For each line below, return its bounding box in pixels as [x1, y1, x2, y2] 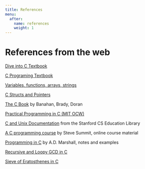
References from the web [5, 47, 110, 58]
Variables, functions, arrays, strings [5, 82, 77, 88]
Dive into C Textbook [5, 63, 48, 69]
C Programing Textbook [5, 72, 53, 79]
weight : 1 [14, 26, 34, 31]
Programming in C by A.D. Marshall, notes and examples [5, 139, 119, 145]
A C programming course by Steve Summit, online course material [5, 130, 139, 136]
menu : [5, 12, 16, 17]
